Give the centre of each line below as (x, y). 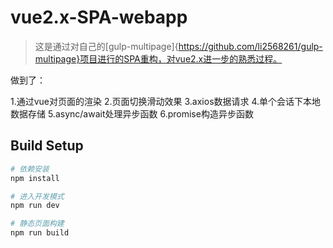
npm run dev (35, 206)
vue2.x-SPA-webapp (99, 17)
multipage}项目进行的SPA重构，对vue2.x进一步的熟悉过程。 (158, 58)
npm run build (40, 233)
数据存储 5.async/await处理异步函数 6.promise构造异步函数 (132, 113)
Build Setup (47, 146)
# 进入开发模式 (37, 196)
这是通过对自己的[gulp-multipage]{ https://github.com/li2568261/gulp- (178, 46)
